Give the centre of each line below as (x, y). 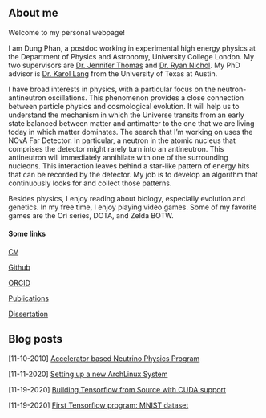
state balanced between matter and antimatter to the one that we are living (131, 123)
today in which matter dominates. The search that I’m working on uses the (131, 132)
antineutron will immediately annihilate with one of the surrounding (118, 157)
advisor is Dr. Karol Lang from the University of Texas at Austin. (113, 73)
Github (19, 267)
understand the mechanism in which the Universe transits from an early (126, 115)
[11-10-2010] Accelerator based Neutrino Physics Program (104, 358)
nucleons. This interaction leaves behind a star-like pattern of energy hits (129, 166)
